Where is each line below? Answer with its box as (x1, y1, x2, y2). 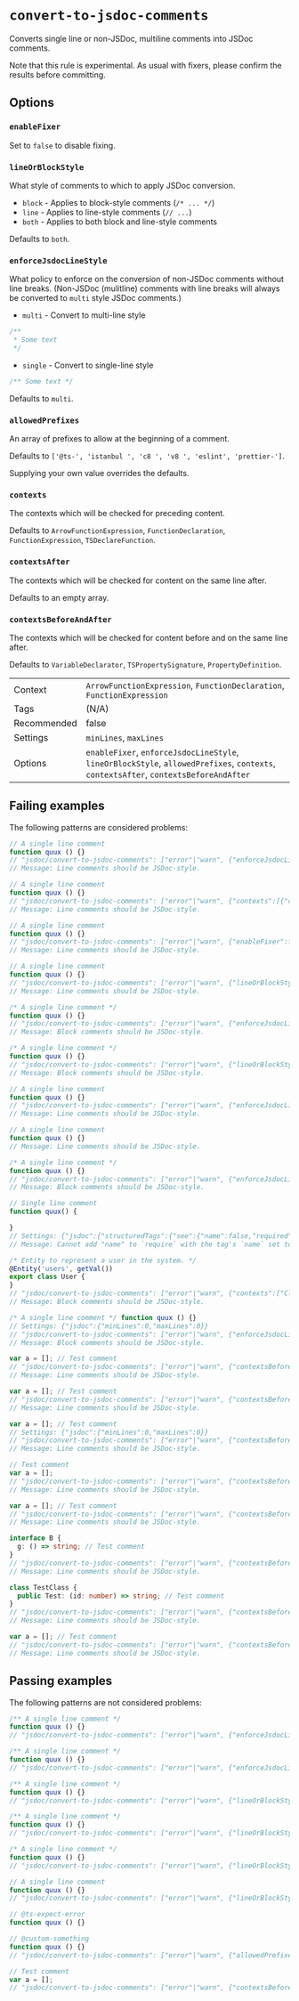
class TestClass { (9, 1583, 77, 1592)
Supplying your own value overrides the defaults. (9, 468, 190, 479)
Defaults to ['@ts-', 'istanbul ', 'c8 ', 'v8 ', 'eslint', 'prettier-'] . (9, 450, 285, 461)
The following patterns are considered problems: (9, 822, 189, 832)
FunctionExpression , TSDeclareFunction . (9, 535, 156, 546)
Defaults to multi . (9, 393, 74, 403)
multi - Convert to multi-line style (21, 310, 146, 320)
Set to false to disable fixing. (9, 140, 116, 150)
